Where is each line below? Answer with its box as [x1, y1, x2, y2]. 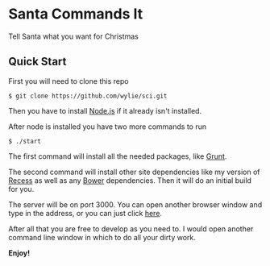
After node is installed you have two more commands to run [8, 122, 207, 131]
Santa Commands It [8, 5, 143, 23]
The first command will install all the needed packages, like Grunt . [8, 151, 227, 161]
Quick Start [8, 55, 67, 69]
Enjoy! [8, 247, 31, 258]
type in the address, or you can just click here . [8, 208, 163, 218]
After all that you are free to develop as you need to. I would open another [8, 223, 254, 234]
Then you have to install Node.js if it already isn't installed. [8, 106, 202, 115]
